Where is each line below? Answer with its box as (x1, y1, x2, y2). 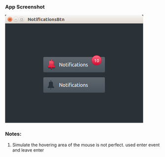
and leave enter (12, 147, 44, 153)
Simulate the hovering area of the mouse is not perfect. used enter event (12, 142, 160, 148)
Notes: (5, 130, 22, 137)
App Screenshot (5, 3, 45, 10)
